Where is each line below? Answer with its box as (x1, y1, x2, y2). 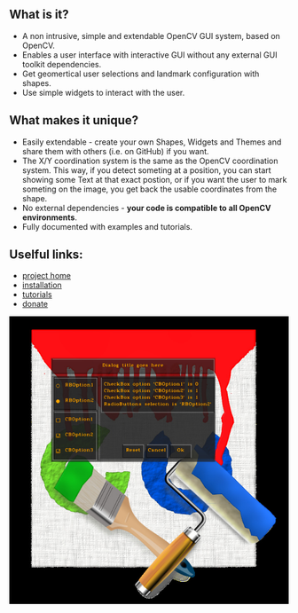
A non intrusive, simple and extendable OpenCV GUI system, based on (21, 30, 281, 41)
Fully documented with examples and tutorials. (21, 221, 193, 232)
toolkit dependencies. (21, 59, 102, 69)
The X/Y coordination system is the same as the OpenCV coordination (21, 155, 278, 166)
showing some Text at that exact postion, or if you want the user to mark (21, 174, 287, 185)
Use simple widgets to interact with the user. (21, 87, 185, 98)
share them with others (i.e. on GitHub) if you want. (21, 145, 210, 156)
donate (21, 299, 49, 310)
